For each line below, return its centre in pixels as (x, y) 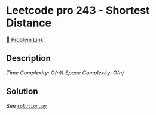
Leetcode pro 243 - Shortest (78, 10)
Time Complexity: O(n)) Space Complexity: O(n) (65, 73)
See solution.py (26, 105)
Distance (29, 23)
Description (28, 58)
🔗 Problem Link (25, 39)
